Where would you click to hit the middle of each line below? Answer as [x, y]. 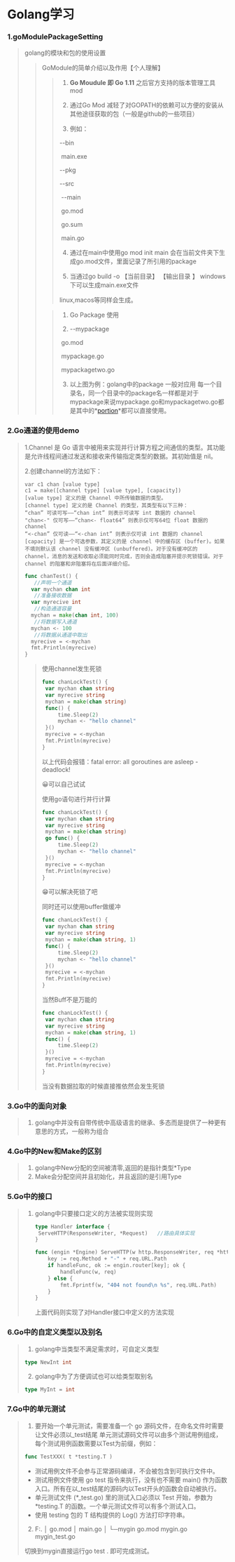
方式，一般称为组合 [81, 1131]
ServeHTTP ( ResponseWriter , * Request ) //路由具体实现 [116, 1233]
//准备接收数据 [53, 596]
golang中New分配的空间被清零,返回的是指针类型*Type [113, 1168]
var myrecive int [56, 602]
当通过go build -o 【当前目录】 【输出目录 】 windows [148, 276]
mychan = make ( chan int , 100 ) [75, 615]
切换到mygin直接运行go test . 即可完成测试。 [89, 1551]
